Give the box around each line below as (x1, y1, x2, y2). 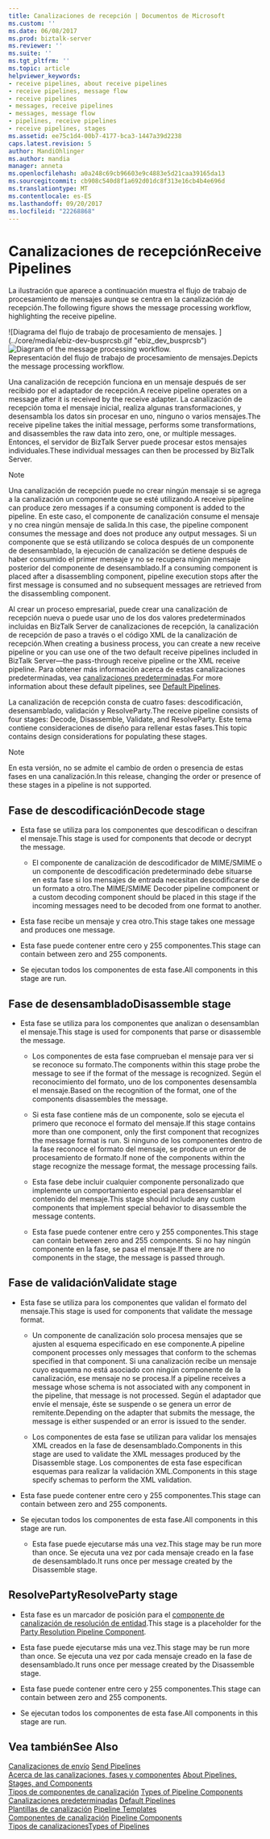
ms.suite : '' (8, 49, 52, 57)
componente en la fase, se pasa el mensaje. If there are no (31, 1244, 226, 1253)
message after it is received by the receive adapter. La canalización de (8, 394, 243, 404)
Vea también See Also (8, 1740, 118, 1753)
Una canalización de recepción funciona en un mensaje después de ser (8, 377, 247, 387)
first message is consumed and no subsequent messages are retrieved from (8, 580, 262, 590)
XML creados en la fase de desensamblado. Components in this (31, 1440, 243, 1450)
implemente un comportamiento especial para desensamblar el (31, 1185, 242, 1195)
